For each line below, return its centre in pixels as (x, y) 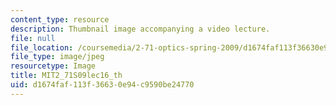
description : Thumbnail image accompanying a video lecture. (140, 29)
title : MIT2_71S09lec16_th (66, 76)
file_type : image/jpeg (57, 57)
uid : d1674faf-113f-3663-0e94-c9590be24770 (102, 85)
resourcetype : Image (53, 66)
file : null (33, 38)
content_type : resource (60, 19)
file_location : (42, 47)
